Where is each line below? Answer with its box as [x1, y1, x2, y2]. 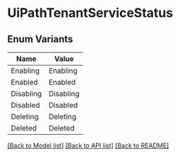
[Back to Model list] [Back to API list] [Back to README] [7, 141, 169, 150]
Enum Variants [7, 33, 73, 45]
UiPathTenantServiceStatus [7, 5, 174, 21]
